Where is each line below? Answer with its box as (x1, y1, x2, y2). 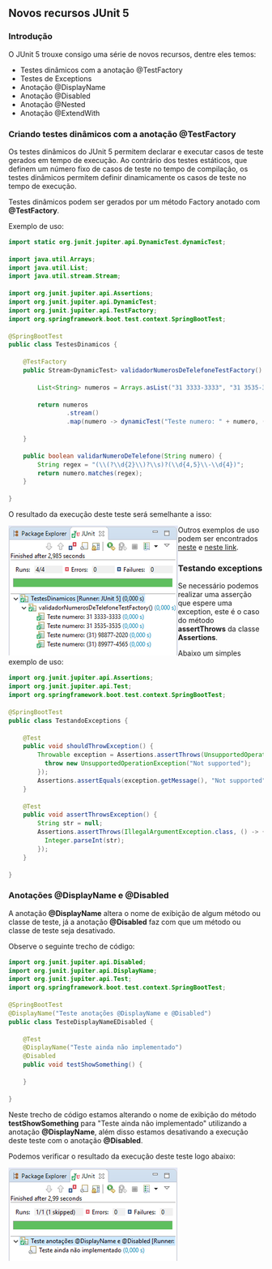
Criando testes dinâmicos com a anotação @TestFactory (8, 128, 236, 140)
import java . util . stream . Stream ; (8, 272, 121, 281)
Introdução (8, 31, 53, 42)
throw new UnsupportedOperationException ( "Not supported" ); (44, 759, 252, 768)
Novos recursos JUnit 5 (8, 6, 130, 20)
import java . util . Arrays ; (8, 255, 96, 263)
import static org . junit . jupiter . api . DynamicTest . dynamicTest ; (8, 238, 227, 246)
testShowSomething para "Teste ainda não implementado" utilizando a (8, 1118, 247, 1128)
